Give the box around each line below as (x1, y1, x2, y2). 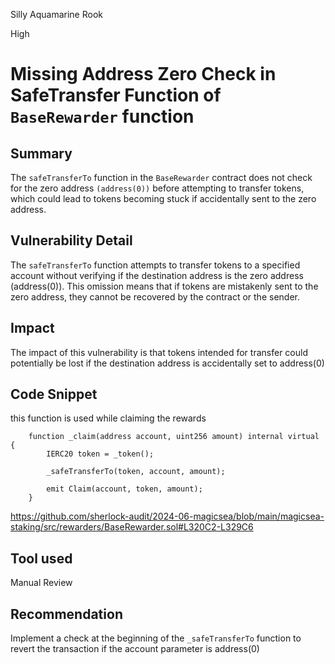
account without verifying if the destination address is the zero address (10, 269, 304, 281)
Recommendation (10, 605, 123, 623)
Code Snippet (10, 386, 98, 403)
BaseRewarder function (10, 105, 195, 128)
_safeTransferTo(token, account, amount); (46, 467, 226, 477)
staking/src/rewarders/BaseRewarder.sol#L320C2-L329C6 (10, 521, 254, 533)
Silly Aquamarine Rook (10, 9, 103, 20)
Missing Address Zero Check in (10, 63, 277, 86)
